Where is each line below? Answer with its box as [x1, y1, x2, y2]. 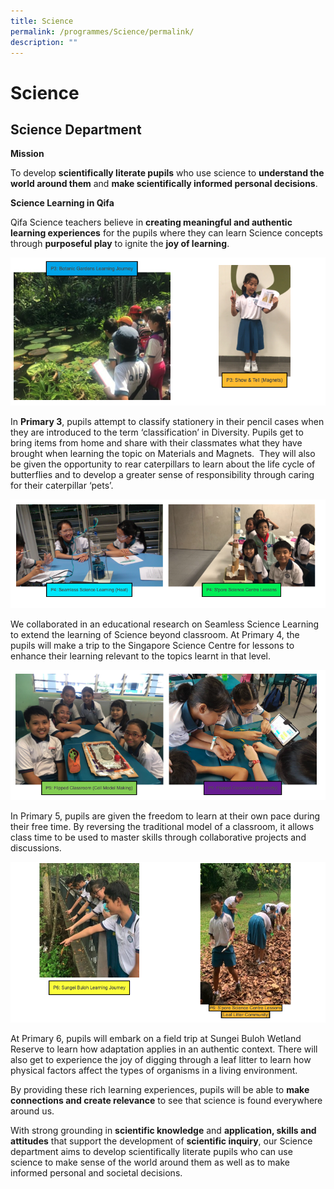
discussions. [10, 842, 62, 854]
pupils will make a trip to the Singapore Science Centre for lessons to [10, 640, 295, 652]
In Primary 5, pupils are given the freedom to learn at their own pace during [10, 810, 321, 822]
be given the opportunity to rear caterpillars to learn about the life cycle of [10, 458, 316, 470]
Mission [10, 148, 45, 160]
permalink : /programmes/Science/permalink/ [10, 26, 195, 37]
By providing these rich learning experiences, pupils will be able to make [10, 1084, 310, 1096]
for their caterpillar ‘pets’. [10, 480, 114, 492]
